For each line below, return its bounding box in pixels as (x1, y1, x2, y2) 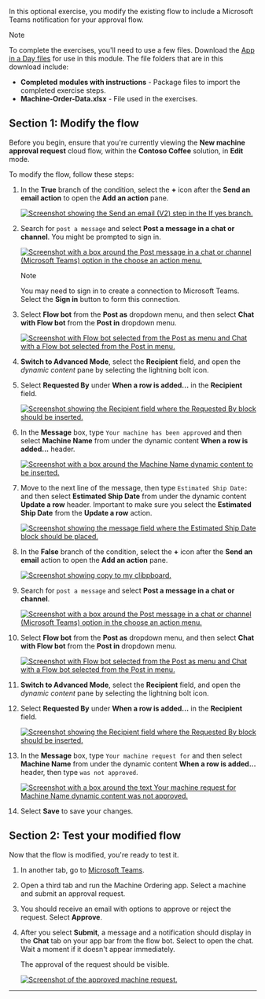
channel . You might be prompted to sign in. (20, 232, 162, 241)
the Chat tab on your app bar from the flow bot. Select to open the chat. (20, 935, 254, 946)
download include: (9, 62, 69, 72)
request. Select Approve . (20, 912, 103, 922)
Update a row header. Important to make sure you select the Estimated (20, 499, 252, 509)
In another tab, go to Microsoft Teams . (20, 865, 145, 875)
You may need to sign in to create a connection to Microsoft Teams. (20, 286, 240, 296)
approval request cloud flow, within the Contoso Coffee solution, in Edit (9, 145, 244, 156)
